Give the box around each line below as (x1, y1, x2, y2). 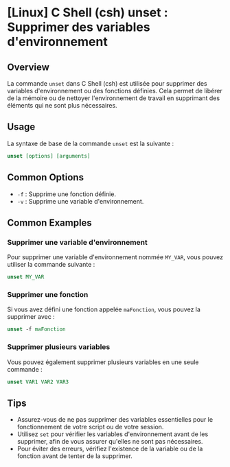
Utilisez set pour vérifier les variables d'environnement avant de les (16, 430, 209, 438)
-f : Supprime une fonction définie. (16, 190, 117, 198)
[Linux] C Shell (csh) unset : (7, 5, 168, 21)
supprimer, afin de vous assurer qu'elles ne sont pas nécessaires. (16, 438, 203, 446)
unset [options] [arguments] (7, 152, 91, 159)
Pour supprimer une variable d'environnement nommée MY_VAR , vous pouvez (7, 253, 223, 261)
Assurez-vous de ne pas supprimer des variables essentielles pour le (16, 416, 214, 424)
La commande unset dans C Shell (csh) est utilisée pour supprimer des (7, 80, 207, 87)
